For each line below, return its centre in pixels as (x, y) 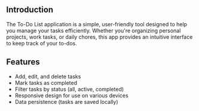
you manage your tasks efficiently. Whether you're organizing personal (94, 30)
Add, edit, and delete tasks (48, 76)
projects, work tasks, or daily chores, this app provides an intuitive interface (99, 37)
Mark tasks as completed (46, 82)
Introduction (30, 10)
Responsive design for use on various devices (71, 95)
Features (23, 62)
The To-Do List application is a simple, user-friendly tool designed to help (97, 24)
